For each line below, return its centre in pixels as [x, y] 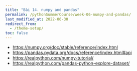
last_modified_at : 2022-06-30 [37, 19]
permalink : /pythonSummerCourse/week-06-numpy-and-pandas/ [68, 14]
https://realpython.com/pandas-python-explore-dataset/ [71, 63]
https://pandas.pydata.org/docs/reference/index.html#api [72, 52]
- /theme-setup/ [27, 28]
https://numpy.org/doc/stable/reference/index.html [65, 47]
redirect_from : [21, 24]
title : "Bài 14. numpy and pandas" [42, 10]
